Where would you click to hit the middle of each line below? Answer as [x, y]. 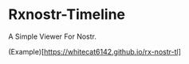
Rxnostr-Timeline [67, 15]
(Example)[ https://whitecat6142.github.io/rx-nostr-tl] [94, 51]
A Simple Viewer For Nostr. [53, 36]
